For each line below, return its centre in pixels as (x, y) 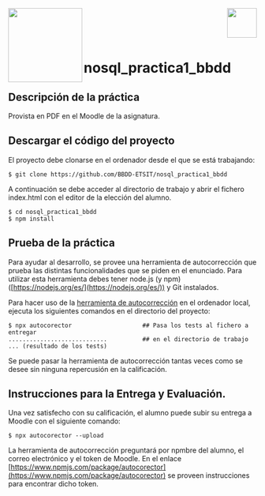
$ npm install (32, 219)
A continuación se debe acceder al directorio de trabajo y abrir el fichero (126, 189)
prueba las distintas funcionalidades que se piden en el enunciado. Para (125, 270)
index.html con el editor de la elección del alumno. (90, 197)
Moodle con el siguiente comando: (64, 421)
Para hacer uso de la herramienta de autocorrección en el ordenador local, (129, 302)
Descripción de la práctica (74, 97)
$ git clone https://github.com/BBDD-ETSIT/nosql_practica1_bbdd (118, 174)
